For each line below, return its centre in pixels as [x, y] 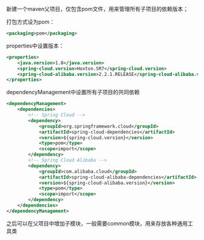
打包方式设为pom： [31, 22]
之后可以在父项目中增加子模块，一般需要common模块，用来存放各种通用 [97, 223]
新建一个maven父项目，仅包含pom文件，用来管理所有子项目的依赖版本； [97, 9]
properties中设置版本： [35, 46]
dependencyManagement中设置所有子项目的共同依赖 [73, 92]
